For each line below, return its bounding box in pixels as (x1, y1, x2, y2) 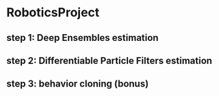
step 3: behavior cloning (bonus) (6, 78, 149, 90)
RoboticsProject (6, 5, 100, 20)
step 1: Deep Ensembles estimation (6, 32, 159, 44)
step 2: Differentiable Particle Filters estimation (6, 54, 213, 66)
